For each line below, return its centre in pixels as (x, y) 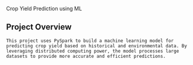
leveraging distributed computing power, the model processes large (93, 51)
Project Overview (39, 27)
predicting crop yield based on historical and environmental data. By (96, 46)
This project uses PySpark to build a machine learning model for (90, 41)
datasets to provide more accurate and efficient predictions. (86, 56)
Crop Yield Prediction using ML (44, 9)
